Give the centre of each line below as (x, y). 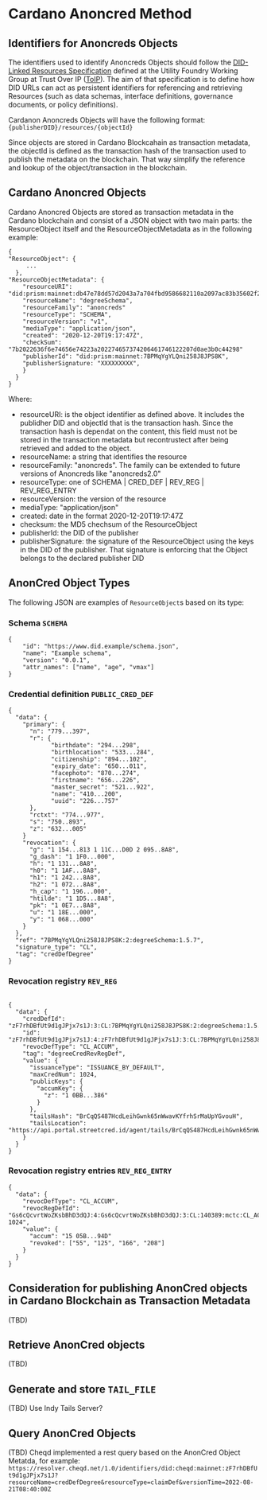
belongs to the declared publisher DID (82, 558)
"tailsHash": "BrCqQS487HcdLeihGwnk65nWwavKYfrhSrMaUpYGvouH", (136, 1116)
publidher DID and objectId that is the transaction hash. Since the (126, 423)
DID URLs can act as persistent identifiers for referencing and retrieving (126, 88)
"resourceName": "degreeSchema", (78, 300)
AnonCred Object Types (69, 583)
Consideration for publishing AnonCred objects (128, 1289)
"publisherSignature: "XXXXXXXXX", (81, 363)
